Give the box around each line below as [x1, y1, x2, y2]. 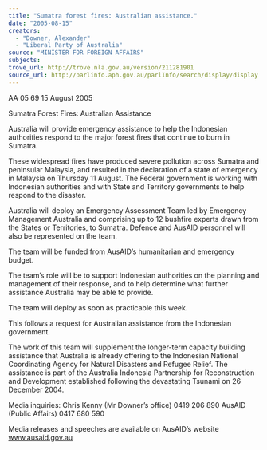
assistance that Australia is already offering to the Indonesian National [8, 350, 238, 360]
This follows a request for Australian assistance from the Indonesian [8, 318, 232, 328]
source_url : [8, 71, 48, 79]
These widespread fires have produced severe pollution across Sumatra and [8, 156, 259, 166]
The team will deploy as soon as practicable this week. [8, 302, 188, 312]
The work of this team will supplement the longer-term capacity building [8, 342, 245, 352]
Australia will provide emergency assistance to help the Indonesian [8, 124, 228, 133]
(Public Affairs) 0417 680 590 [8, 409, 105, 418]
